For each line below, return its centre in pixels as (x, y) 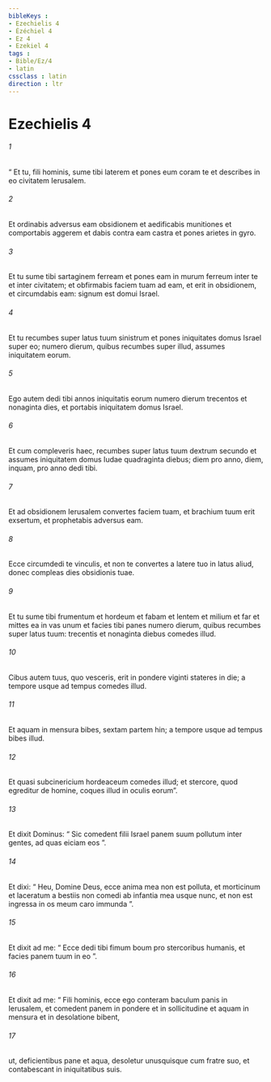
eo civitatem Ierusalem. (47, 180)
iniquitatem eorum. (40, 354)
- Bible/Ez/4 (30, 62)
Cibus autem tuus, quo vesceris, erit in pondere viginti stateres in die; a (127, 677)
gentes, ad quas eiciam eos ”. (57, 843)
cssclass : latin (38, 76)
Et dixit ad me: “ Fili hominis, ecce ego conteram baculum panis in (118, 999)
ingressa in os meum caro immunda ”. (71, 904)
